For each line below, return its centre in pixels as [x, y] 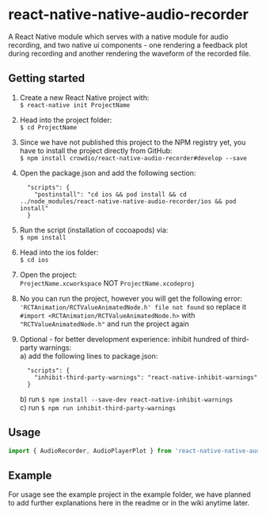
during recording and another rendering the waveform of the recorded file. [130, 53]
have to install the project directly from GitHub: [96, 150]
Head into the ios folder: [59, 252]
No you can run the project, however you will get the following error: [131, 298]
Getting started [47, 78]
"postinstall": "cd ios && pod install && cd [111, 194]
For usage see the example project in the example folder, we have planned [129, 494]
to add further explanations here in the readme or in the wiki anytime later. [129, 503]
